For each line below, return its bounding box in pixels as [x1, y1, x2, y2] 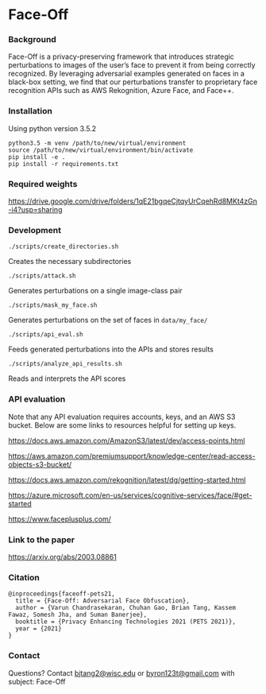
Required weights [8, 178, 78, 189]
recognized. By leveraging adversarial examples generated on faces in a [8, 69, 245, 79]
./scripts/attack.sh [8, 272, 77, 280]
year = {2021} [15, 625, 62, 633]
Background [8, 34, 57, 45]
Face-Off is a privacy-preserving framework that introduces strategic [8, 52, 234, 61]
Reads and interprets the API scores [8, 374, 126, 383]
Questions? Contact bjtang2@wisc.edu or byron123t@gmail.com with [8, 668, 235, 677]
